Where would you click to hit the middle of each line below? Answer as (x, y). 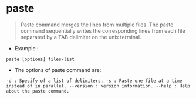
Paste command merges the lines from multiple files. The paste (97, 25)
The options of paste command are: (58, 70)
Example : (27, 48)
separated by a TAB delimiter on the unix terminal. (81, 37)
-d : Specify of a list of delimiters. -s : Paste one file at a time (94, 81)
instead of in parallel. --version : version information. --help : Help (98, 86)
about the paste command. (38, 91)
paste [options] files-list (40, 59)
